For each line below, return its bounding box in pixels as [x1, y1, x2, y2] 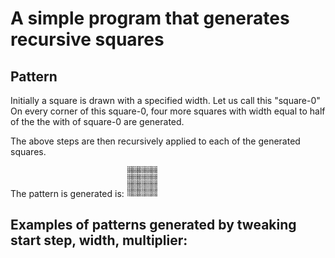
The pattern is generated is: [10, 188, 125, 199]
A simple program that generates [10, 7, 290, 30]
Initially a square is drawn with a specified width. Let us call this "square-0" [10, 95, 321, 106]
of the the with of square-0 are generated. [10, 116, 185, 127]
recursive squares [10, 28, 165, 51]
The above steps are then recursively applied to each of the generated [10, 135, 301, 147]
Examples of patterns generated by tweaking [10, 217, 297, 234]
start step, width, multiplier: [10, 232, 188, 249]
